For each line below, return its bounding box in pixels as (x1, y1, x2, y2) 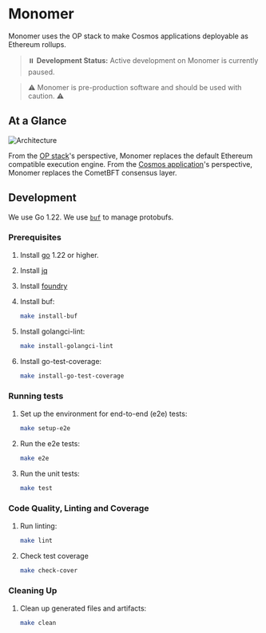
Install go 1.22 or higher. (19, 250, 99, 259)
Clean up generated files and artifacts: (19, 603, 147, 613)
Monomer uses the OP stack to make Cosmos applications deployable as (8, 31, 249, 41)
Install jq (19, 265, 48, 275)
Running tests (8, 390, 64, 402)
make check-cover (19, 566, 78, 575)
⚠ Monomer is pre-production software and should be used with (27, 82, 242, 92)
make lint (19, 536, 54, 544)
